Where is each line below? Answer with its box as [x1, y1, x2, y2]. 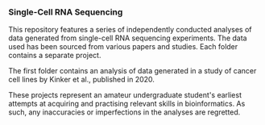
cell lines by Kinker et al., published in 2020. [8, 75, 155, 85]
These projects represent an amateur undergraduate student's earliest [8, 90, 242, 100]
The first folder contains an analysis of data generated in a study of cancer [8, 66, 257, 76]
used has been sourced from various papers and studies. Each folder [8, 42, 238, 52]
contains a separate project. [8, 51, 101, 60]
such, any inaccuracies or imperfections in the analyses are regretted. [8, 107, 241, 117]
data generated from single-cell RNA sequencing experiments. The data [8, 33, 247, 43]
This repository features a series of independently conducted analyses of [8, 25, 252, 35]
